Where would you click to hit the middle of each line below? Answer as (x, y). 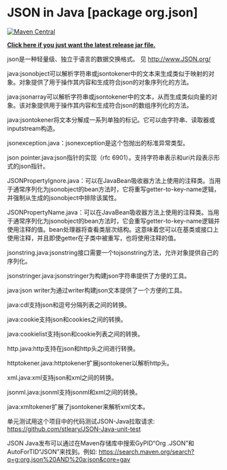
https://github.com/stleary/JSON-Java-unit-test (74, 429)
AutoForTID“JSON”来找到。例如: (52, 452)
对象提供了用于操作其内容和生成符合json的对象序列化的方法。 (106, 82)
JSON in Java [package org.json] (103, 13)
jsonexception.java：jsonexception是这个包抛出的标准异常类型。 (98, 143)
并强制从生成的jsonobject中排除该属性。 (64, 197)
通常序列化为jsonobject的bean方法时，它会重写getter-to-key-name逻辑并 (116, 221)
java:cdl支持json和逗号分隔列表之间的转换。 (69, 305)
